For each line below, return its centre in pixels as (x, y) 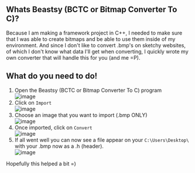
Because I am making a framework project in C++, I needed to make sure (94, 33)
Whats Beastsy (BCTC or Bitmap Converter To (92, 10)
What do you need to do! (52, 76)
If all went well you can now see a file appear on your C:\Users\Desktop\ (102, 140)
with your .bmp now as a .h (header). (59, 146)
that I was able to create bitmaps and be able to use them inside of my (91, 39)
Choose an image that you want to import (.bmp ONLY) (81, 115)
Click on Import (33, 102)
